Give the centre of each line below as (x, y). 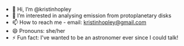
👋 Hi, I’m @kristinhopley (42, 9)
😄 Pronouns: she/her (38, 31)
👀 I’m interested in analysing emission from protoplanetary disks (92, 16)
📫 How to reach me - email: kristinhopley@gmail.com (79, 22)
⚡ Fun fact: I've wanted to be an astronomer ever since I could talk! (95, 38)
